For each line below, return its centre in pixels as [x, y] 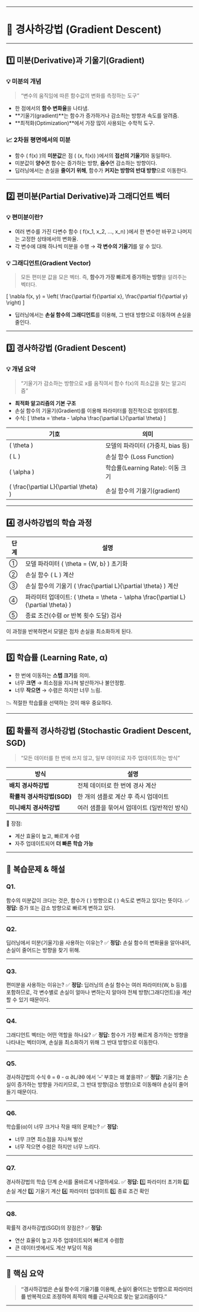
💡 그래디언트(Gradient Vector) [49, 263]
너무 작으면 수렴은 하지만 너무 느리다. [57, 1147]
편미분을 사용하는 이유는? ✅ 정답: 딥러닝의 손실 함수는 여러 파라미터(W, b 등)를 [97, 985]
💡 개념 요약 [21, 369]
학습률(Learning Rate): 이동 [142, 467]
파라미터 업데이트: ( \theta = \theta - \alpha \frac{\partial [102, 597]
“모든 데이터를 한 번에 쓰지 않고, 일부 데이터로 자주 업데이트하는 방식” [100, 758]
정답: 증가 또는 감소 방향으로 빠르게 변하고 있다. [61, 907]
